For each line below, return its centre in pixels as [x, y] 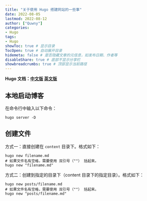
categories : [17, 28]
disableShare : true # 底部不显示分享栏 [43, 60]
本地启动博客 [24, 96]
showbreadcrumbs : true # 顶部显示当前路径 [46, 64]
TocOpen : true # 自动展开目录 [34, 50]
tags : [11, 37]
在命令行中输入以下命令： [31, 108]
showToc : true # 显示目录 [30, 46]
